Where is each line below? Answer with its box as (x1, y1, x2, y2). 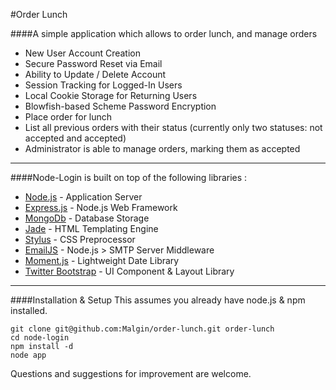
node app (10, 350, 47, 360)
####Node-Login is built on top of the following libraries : (10, 172, 248, 183)
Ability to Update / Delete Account (24, 69, 167, 80)
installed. (10, 305, 48, 316)
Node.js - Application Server (24, 191, 143, 203)
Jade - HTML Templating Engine (24, 223, 159, 234)
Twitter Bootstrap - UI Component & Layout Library (24, 265, 235, 277)
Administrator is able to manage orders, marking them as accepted (24, 143, 301, 154)
